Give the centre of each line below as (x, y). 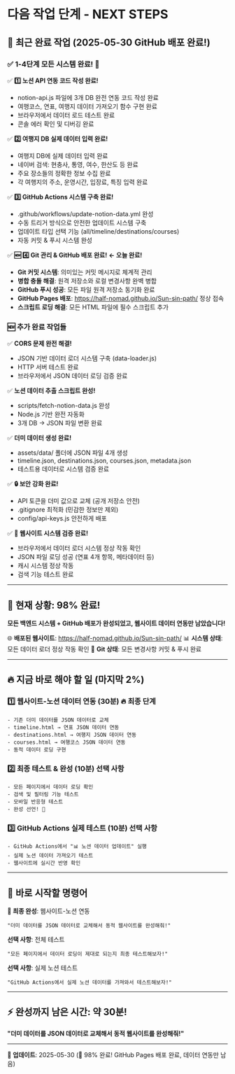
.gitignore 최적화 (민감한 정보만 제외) (68, 510)
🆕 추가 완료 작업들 (37, 327)
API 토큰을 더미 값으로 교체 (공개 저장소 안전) (78, 501)
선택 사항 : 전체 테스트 (36, 940)
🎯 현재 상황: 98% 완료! (54, 605)
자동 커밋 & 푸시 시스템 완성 (55, 240)
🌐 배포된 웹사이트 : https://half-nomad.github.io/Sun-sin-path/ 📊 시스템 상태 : (115, 638)
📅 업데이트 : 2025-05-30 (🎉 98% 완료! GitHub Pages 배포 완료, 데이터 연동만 (113, 1054)
